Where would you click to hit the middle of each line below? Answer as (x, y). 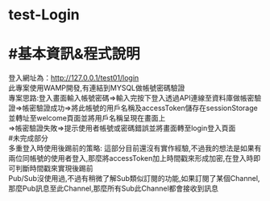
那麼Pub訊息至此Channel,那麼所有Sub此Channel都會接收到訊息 (114, 189)
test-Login (44, 15)
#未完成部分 (28, 138)
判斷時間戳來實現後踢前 (54, 168)
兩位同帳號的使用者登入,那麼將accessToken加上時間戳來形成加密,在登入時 (131, 158)
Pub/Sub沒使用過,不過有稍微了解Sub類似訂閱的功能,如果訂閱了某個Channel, (134, 178)
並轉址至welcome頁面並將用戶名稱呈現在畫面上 (87, 118)
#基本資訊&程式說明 (74, 54)
